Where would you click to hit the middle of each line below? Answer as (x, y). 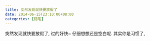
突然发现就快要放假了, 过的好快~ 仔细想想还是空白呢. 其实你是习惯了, (75, 34)
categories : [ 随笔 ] (24, 19)
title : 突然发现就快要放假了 (31, 10)
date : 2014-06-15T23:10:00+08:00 (39, 14)
